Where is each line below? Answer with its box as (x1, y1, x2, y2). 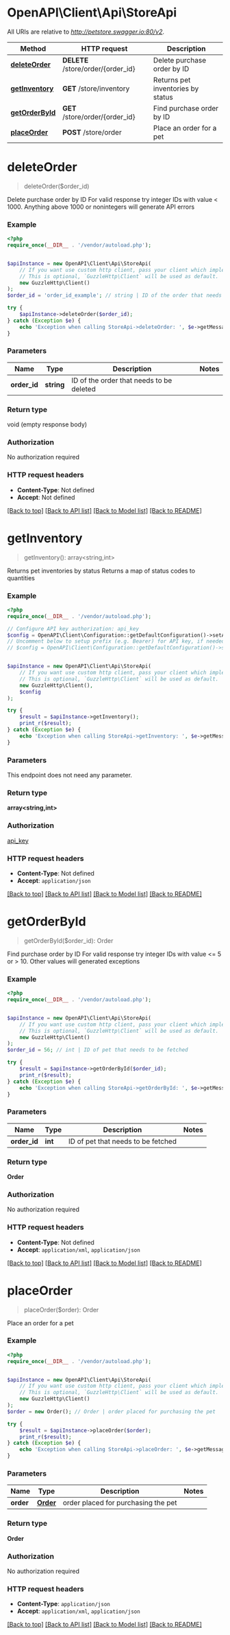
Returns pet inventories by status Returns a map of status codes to (7, 567, 196, 575)
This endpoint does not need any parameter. (7, 771, 132, 779)
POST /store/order (62, 127, 122, 137)
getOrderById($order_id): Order (23, 936, 114, 945)
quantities (7, 573, 36, 582)
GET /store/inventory (62, 84, 130, 93)
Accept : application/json (16, 876, 91, 884)
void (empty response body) (7, 420, 88, 428)
